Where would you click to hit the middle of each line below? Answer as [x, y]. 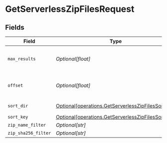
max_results [22, 59]
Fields [15, 27]
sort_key [18, 117]
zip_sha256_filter [29, 133]
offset [15, 85]
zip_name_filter [27, 125]
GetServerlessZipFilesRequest [70, 9]
